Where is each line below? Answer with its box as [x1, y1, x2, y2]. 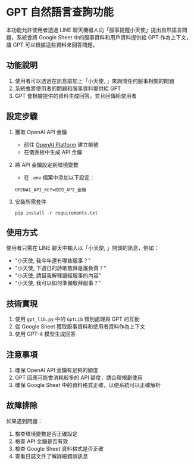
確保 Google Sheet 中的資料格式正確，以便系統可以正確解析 [14, 382, 161, 388]
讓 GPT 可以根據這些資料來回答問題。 [6, 41, 98, 48]
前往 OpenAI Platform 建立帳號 [23, 141, 99, 148]
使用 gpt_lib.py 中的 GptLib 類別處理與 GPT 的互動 [14, 315, 140, 323]
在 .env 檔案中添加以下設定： [23, 173, 95, 181]
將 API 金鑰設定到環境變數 [14, 161, 79, 168]
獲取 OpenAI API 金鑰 [14, 128, 67, 135]
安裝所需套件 [14, 198, 46, 205]
